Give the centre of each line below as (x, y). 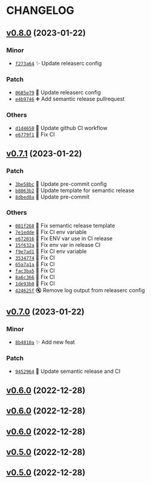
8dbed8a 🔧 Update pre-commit (52, 197)
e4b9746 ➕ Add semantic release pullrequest (70, 99)
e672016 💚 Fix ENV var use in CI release (64, 238)
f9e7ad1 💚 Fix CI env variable (51, 251)
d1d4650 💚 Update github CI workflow (61, 128)
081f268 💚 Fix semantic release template (65, 226)
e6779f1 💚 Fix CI (35, 134)
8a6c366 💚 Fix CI (35, 277)
